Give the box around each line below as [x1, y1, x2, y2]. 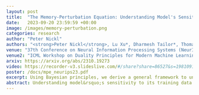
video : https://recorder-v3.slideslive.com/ [6, 63, 118, 70]
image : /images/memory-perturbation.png [6, 25, 108, 31]
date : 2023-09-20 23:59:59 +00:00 [6, 19, 97, 25]
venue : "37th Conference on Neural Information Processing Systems [6, 47, 176, 53]
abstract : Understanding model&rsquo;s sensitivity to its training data [6, 80, 192, 86]
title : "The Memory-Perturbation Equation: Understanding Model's [6, 14, 176, 20]
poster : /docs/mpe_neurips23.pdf [6, 69, 89, 75]
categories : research [6, 31, 60, 37]
